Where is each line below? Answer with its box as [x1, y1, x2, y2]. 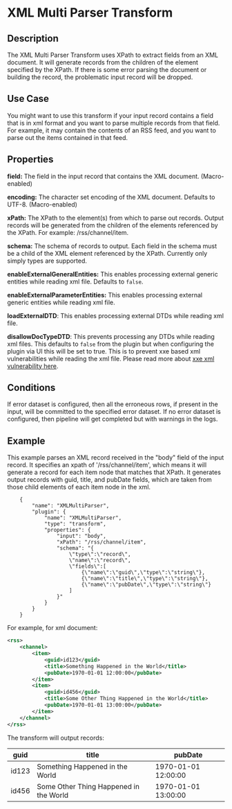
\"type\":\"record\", [68, 551, 131, 558]
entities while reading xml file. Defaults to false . [7, 277, 144, 286]
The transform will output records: [7, 733, 105, 742]
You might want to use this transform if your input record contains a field [7, 111, 214, 119]
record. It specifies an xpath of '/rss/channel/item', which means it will [7, 461, 207, 469]
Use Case [7, 93, 50, 105]
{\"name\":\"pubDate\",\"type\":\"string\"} [81, 581, 212, 589]
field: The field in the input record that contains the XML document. [7, 172, 200, 180]
